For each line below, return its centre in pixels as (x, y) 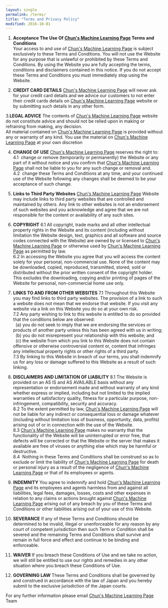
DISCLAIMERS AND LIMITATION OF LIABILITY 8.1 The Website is (80, 377)
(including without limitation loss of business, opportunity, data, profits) (86, 420)
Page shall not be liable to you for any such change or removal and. (82, 168)
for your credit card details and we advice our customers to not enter (84, 96)
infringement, (27, 404)
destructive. (25, 451)
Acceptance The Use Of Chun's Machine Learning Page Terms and (84, 38)
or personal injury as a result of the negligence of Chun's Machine (81, 467)
